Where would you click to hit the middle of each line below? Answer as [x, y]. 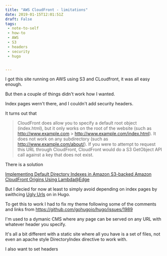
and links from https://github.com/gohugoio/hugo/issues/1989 [69, 210]
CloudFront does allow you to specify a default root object [77, 123]
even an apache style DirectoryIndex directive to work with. [66, 240]
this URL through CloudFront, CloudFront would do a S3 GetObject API [89, 150]
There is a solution [24, 165]
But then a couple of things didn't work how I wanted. [60, 94]
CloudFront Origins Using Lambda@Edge [47, 180]
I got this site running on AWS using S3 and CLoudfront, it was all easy [78, 79]
